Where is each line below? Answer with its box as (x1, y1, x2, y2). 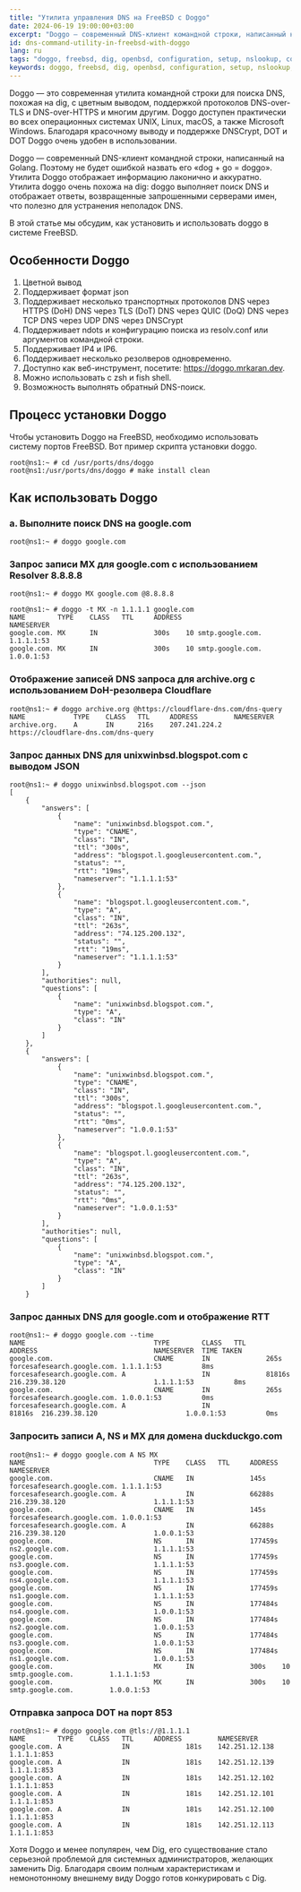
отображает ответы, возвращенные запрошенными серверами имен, (9, 190, 278, 202)
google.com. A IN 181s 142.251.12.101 (9, 1789, 275, 1798)
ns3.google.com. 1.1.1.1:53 (9, 1560, 194, 1569)
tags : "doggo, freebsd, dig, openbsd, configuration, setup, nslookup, (9, 55, 282, 64)
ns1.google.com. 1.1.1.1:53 (9, 1591, 194, 1600)
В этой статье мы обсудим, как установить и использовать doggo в (9, 217, 269, 228)
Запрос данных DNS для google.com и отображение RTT (9, 1311, 271, 1322)
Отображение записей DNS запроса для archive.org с (9, 673, 255, 685)
